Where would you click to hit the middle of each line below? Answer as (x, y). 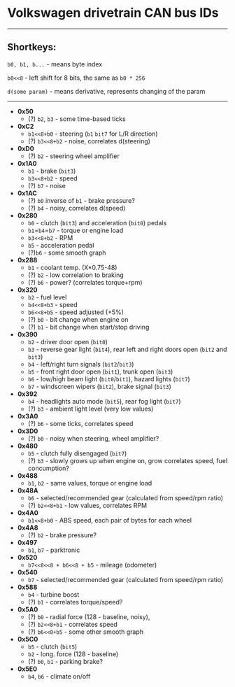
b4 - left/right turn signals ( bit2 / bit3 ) (81, 364)
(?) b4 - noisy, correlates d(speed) (77, 208)
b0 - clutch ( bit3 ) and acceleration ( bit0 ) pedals (97, 222)
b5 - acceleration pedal (61, 245)
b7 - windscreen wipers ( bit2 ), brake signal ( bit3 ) (99, 386)
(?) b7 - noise (47, 185)
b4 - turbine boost (54, 594)
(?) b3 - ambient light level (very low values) (91, 409)
